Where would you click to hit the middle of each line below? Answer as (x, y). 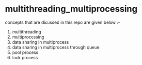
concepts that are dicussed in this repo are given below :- (63, 22)
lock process (25, 57)
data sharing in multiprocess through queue (56, 47)
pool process (25, 52)
